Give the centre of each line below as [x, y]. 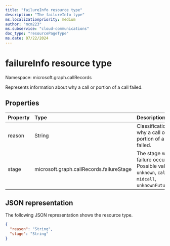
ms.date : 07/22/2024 [27, 39]
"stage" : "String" [29, 234]
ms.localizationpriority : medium [40, 19]
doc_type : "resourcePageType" [37, 33]
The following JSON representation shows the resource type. [69, 215]
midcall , [146, 179]
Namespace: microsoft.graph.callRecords [49, 77]
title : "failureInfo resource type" [44, 10]
